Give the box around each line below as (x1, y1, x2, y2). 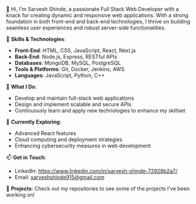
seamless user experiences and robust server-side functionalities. (6, 24, 166, 31)
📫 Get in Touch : (6, 154, 46, 161)
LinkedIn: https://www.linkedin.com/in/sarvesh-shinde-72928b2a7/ (14, 168, 178, 174)
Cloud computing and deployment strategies (14, 136, 123, 143)
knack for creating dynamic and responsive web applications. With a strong (6, 12, 189, 19)
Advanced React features (14, 130, 76, 137)
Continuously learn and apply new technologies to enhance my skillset (14, 107, 186, 114)
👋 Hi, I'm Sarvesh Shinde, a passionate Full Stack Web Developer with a (6, 6, 179, 12)
